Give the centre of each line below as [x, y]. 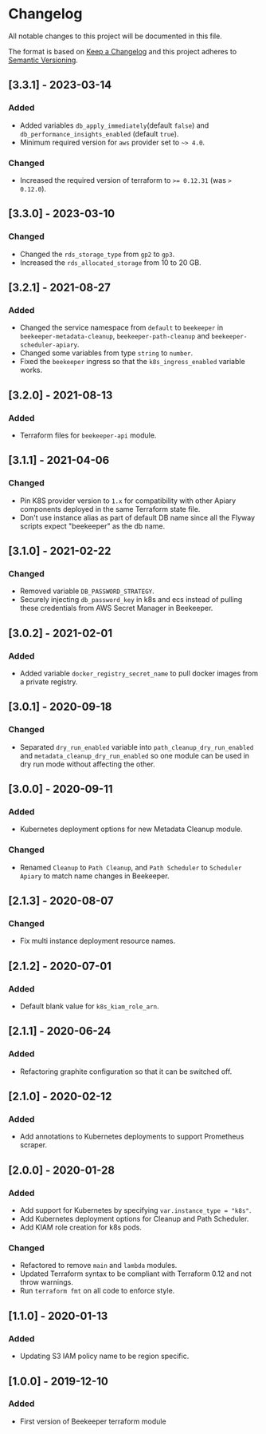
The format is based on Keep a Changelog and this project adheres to [123, 51]
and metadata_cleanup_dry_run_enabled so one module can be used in [134, 755]
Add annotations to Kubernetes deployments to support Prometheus [132, 1137]
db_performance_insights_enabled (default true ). [99, 133]
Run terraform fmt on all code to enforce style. [97, 1291]
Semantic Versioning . [43, 60]
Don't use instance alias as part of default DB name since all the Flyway [137, 517]
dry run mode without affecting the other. [87, 764]
